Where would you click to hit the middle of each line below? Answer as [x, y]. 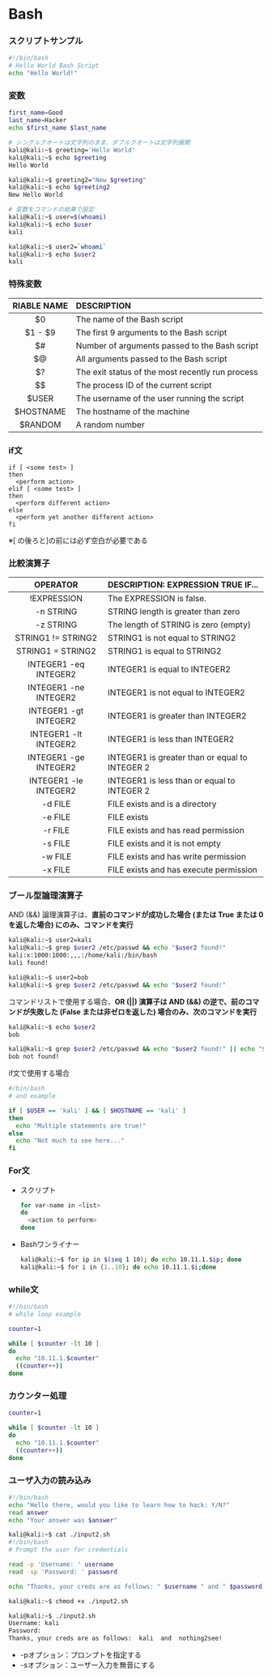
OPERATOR [56, 585]
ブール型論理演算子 [46, 896]
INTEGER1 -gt [56, 711]
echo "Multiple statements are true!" [81, 1126]
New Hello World [36, 195]
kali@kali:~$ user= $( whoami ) [57, 217]
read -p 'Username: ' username [61, 1564]
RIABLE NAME [40, 305]
